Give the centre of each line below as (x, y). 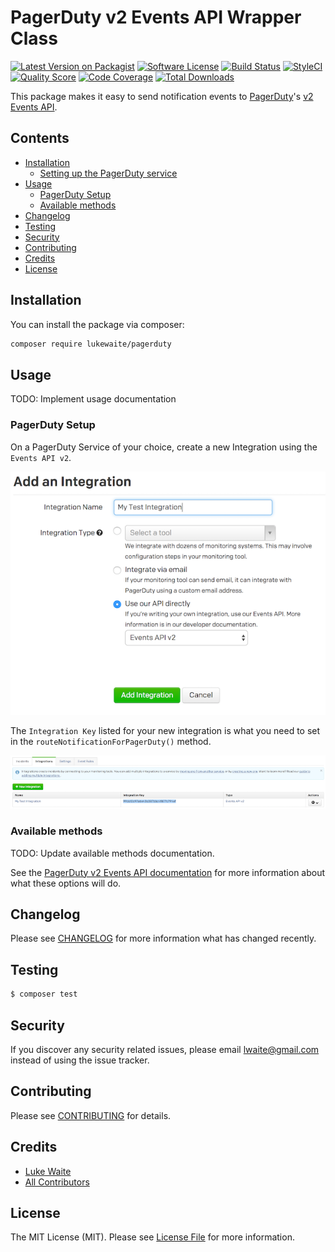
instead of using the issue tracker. (80, 1060)
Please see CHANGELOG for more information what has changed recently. (163, 938)
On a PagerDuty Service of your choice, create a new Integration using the (164, 447)
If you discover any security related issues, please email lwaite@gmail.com (165, 1049)
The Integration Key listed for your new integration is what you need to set (165, 731)
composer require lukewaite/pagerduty (91, 344)
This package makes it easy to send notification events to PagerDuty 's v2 (162, 96)
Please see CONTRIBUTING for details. (91, 1115)
